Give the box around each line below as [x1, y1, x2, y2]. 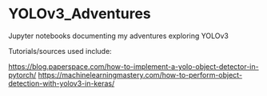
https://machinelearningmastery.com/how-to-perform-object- [38, 70, 242, 79]
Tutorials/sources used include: [8, 46, 112, 56]
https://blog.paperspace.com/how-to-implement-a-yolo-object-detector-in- [8, 61, 259, 71]
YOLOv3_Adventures [8, 5, 152, 23]
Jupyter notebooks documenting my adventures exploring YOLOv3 [8, 31, 229, 40]
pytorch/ [8, 70, 37, 79]
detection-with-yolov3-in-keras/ [8, 79, 115, 88]
